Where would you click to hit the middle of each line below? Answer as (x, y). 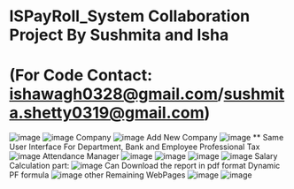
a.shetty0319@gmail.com (107, 113)
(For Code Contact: (81, 76)
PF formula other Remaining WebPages (97, 175)
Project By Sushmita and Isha (119, 35)
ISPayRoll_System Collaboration (130, 16)
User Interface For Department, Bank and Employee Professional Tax (135, 147)
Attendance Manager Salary (160, 156)
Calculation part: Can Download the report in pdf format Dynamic (145, 166)
